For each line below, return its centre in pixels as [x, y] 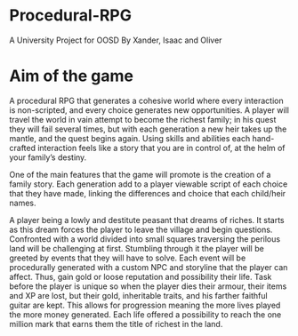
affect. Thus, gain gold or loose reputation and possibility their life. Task [141, 276]
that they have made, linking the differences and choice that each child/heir [148, 193]
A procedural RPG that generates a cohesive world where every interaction [146, 100]
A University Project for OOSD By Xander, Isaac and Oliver [116, 40]
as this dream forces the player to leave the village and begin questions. [141, 229]
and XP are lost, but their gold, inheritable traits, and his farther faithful [139, 295]
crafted [23, 148]
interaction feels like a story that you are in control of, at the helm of [161, 148]
